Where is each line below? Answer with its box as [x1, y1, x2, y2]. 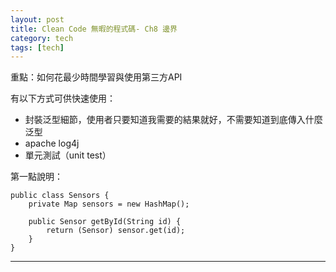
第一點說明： [10, 171, 63, 183]
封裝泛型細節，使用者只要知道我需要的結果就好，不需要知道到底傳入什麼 [24, 114, 323, 126]
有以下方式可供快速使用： [10, 92, 116, 105]
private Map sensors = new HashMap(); [28, 199, 190, 210]
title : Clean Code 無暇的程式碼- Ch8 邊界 [10, 24, 178, 34]
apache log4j [24, 137, 80, 150]
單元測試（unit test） [24, 149, 112, 161]
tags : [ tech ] [10, 42, 65, 53]
